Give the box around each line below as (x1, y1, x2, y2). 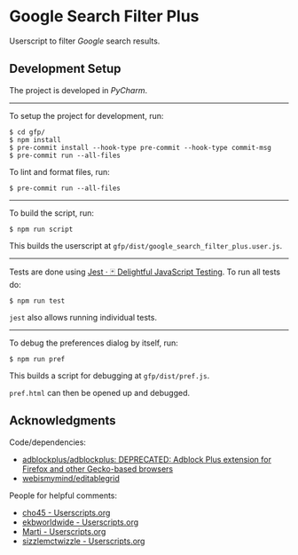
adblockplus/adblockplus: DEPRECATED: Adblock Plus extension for (21, 454, 272, 464)
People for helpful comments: (9, 490, 118, 501)
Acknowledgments (9, 413, 117, 428)
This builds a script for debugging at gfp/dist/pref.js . (9, 370, 210, 381)
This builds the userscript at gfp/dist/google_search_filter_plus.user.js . (9, 240, 282, 250)
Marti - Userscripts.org (21, 526, 106, 536)
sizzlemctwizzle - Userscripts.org (21, 535, 145, 546)
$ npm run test (9, 296, 66, 305)
